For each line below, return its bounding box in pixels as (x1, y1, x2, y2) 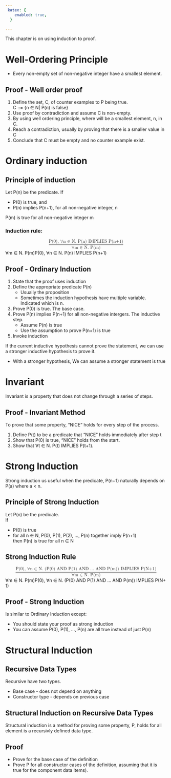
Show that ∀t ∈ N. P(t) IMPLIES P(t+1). (12, 442, 94, 449)
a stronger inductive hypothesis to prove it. (5, 348, 96, 355)
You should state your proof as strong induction (12, 621, 114, 627)
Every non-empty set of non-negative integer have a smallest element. (12, 70, 162, 77)
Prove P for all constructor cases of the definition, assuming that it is (12, 762, 157, 768)
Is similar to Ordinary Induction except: (5, 611, 87, 617)
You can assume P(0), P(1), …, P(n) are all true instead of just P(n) (12, 627, 152, 633)
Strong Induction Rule (5, 553, 76, 561)
